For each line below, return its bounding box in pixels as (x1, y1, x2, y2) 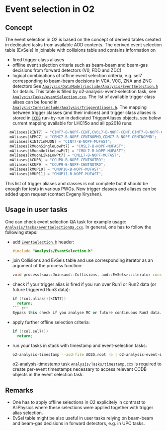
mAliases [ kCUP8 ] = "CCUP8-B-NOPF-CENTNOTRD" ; (9, 158, 106, 163)
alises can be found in (12, 99, 58, 105)
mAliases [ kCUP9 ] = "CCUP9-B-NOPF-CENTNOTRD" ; (9, 162, 106, 167)
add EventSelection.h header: (12, 239, 75, 245)
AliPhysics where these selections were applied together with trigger (12, 405, 154, 411)
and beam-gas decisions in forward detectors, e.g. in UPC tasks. (12, 421, 145, 427)
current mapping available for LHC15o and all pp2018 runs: (12, 120, 133, 126)
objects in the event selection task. (12, 372, 84, 378)
